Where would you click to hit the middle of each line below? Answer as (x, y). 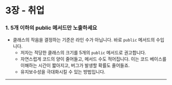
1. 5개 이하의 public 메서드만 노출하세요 (51, 28)
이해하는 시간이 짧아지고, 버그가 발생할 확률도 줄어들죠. (75, 66)
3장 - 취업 (25, 10)
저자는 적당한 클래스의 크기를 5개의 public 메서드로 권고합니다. (83, 53)
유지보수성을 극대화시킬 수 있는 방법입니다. (63, 72)
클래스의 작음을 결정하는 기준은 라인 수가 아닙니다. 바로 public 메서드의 (84, 40)
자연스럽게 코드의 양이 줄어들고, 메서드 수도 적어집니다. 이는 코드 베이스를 (93, 59)
